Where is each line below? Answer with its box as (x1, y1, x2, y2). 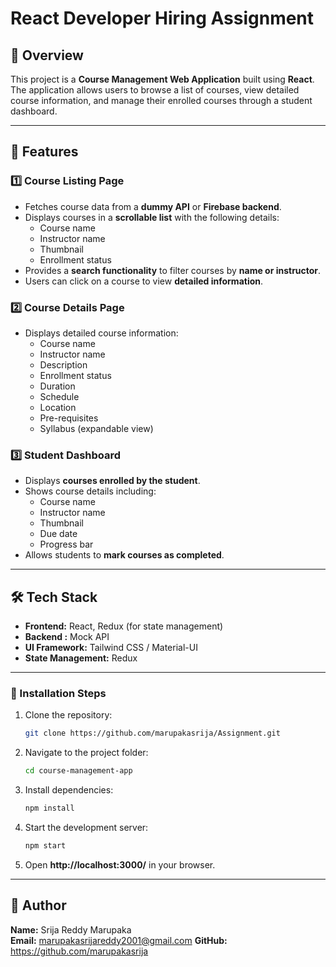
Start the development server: (24, 822, 149, 834)
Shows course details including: (24, 485, 157, 497)
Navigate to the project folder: (24, 747, 149, 759)
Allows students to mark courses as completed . (24, 549, 225, 561)
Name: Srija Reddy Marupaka (10, 923, 132, 936)
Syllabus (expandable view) (39, 422, 154, 434)
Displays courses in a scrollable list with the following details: (24, 211, 280, 223)
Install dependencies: (24, 784, 114, 796)
